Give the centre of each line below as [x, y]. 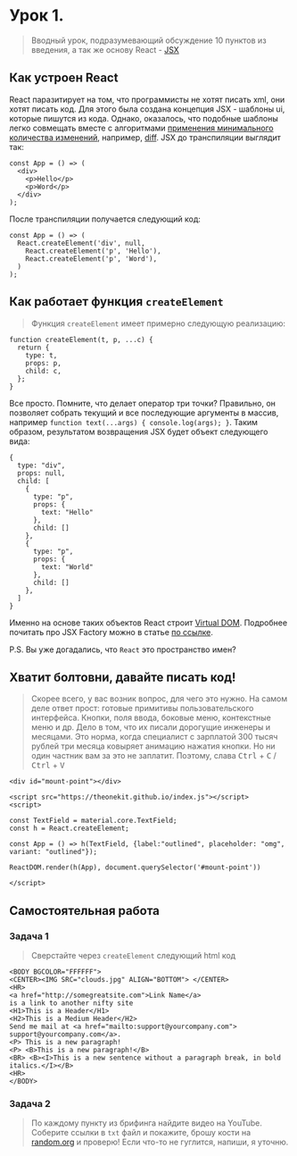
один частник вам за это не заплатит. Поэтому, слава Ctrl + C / [153, 756]
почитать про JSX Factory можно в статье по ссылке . [111, 632]
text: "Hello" [67, 512]
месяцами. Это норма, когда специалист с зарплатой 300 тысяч [154, 737]
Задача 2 [30, 1103]
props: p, [44, 363]
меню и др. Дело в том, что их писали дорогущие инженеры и [150, 727]
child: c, [44, 371]
